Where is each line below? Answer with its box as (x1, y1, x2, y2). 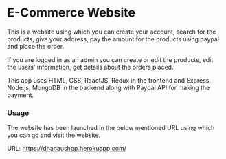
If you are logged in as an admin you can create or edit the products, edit (7, 55, 214, 63)
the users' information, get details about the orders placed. (7, 63, 174, 71)
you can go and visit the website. (7, 131, 101, 139)
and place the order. (7, 42, 65, 50)
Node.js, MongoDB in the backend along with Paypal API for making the (7, 83, 210, 92)
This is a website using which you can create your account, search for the (7, 28, 216, 36)
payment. (7, 91, 34, 99)
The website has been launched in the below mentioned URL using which (7, 124, 215, 132)
